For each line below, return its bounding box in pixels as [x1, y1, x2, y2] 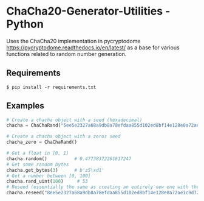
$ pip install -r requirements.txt [6, 84, 97, 90]
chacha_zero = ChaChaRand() [6, 139, 78, 146]
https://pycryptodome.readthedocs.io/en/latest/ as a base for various [6, 44, 180, 51]
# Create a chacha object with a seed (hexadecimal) [6, 117, 143, 123]
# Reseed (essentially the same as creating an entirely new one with [6, 184, 189, 190]
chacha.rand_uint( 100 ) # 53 [6, 178, 88, 185]
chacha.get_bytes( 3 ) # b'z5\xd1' [6, 167, 104, 173]
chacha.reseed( [6, 190, 45, 196]
